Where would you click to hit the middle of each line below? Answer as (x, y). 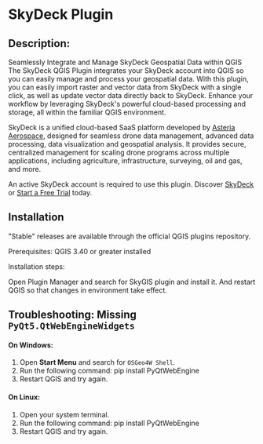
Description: (39, 44)
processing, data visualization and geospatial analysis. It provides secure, (127, 144)
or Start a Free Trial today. (50, 193)
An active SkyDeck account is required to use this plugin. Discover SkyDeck (131, 184)
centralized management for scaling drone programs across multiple (119, 152)
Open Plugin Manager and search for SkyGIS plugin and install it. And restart (132, 282)
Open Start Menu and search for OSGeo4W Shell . (97, 362)
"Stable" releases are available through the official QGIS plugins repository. (130, 236)
